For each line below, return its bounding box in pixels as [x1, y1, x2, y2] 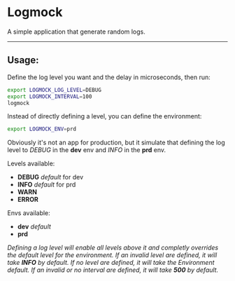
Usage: [7, 54, 40, 67]
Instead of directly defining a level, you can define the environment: [7, 112, 202, 121]
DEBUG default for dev [17, 173, 84, 181]
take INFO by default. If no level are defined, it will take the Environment [7, 259, 215, 267]
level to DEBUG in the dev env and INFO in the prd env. [7, 146, 166, 154]
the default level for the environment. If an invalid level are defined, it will [7, 251, 218, 259]
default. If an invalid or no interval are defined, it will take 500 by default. [7, 266, 219, 274]
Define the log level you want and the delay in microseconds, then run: [7, 73, 211, 81]
